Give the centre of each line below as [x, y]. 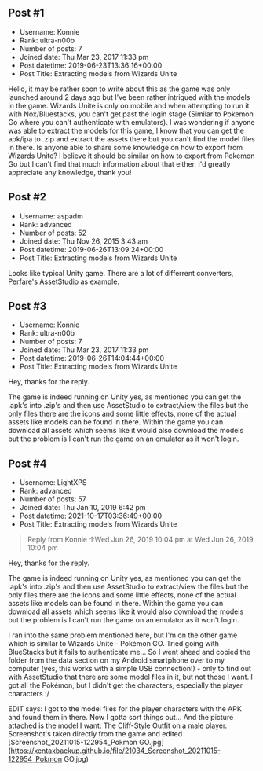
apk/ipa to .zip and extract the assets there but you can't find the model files [131, 139]
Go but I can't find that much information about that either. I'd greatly [119, 163]
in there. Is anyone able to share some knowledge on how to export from [126, 147]
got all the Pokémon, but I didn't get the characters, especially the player [126, 685]
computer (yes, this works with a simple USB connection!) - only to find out [130, 669]
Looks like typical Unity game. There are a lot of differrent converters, [121, 273]
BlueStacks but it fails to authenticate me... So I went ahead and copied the [130, 652]
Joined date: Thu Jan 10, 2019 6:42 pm [83, 508]
